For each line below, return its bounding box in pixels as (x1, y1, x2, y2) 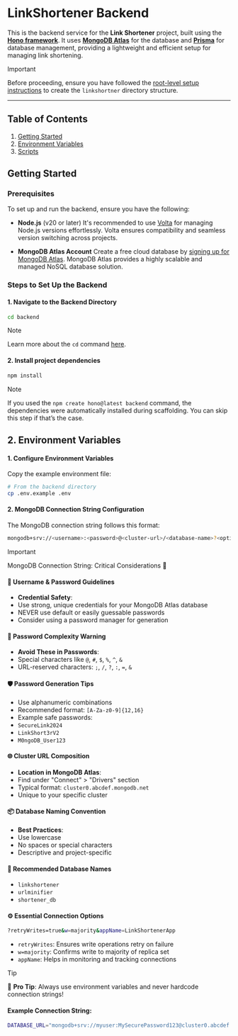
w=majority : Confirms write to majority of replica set (17, 947, 169, 956)
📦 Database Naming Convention (7, 807, 106, 816)
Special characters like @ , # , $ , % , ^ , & (17, 655, 123, 664)
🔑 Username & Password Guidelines (7, 578, 115, 586)
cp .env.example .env (7, 490, 72, 497)
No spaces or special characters (17, 840, 113, 849)
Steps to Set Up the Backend (7, 280, 108, 290)
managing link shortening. (7, 51, 84, 60)
